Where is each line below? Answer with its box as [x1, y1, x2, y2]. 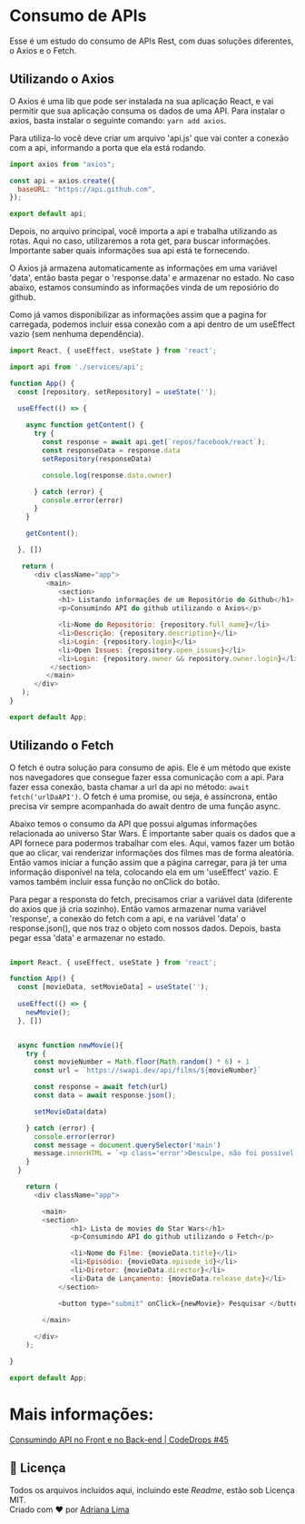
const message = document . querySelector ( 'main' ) [33, 1141, 221, 1150]
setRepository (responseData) [42, 454, 152, 463]
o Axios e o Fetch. [9, 45, 77, 55]
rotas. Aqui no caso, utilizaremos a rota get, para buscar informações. [9, 235, 271, 246]
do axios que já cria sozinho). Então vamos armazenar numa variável [9, 903, 267, 914]
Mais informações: [9, 1404, 154, 1424]
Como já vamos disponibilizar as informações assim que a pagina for [9, 310, 268, 321]
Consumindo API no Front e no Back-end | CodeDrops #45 [9, 1434, 230, 1445]
